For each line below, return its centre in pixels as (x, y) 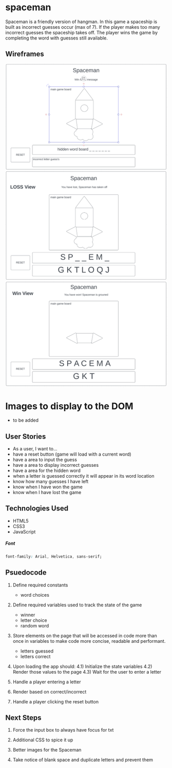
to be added (25, 420)
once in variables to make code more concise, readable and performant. (89, 641)
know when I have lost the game (47, 493)
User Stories (26, 436)
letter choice (34, 620)
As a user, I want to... (35, 449)
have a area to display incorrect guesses (56, 465)
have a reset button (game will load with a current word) (72, 454)
